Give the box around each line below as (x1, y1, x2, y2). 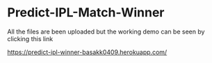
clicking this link (7, 34, 54, 42)
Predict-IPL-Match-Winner (7, 5, 165, 21)
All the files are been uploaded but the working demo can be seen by (7, 27, 205, 36)
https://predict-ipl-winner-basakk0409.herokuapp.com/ (7, 48, 168, 56)
